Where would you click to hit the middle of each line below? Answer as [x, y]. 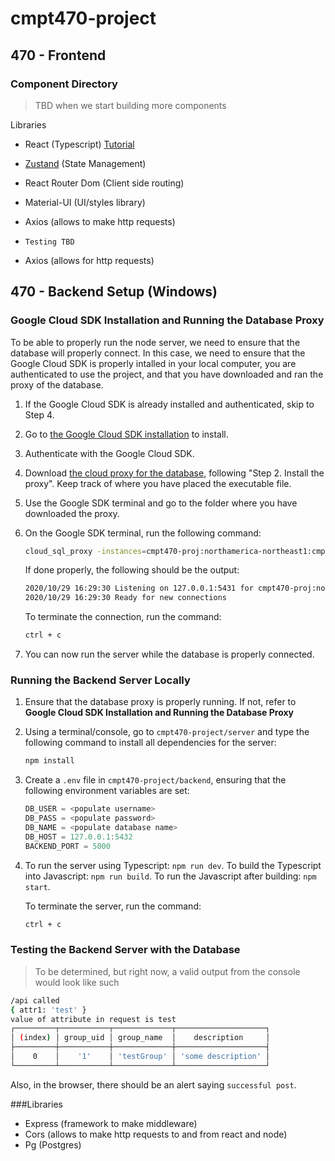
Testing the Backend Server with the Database [125, 950]
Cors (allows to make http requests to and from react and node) [156, 1134]
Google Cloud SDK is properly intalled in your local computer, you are [153, 363]
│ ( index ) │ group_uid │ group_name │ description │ [140, 1038]
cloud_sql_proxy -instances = [85, 551]
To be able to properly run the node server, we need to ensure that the [155, 342]
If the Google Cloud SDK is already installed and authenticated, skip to [169, 404]
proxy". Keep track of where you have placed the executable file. [158, 483]
